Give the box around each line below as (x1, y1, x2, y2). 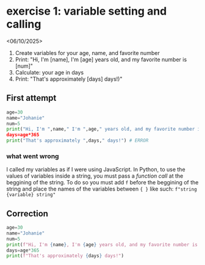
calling (6, 17, 41, 31)
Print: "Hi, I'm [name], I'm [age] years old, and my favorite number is (15, 56, 187, 63)
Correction (6, 208, 49, 219)
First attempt (6, 93, 57, 103)
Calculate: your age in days (15, 68, 84, 76)
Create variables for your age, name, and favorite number (15, 49, 160, 56)
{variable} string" (6, 192, 56, 198)
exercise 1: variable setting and (6, 4, 167, 18)
